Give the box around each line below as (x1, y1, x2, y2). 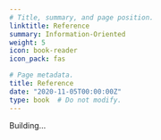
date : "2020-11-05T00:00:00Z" (9, 86, 123, 96)
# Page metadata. (9, 70, 74, 80)
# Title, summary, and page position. (9, 12, 154, 22)
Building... (9, 119, 47, 130)
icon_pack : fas (9, 54, 66, 63)
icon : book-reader (9, 46, 78, 55)
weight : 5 (9, 37, 47, 47)
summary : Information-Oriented (9, 29, 126, 38)
